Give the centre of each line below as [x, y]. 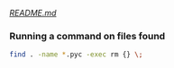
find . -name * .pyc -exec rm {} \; [76, 55]
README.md [33, 13]
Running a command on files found [87, 36]
